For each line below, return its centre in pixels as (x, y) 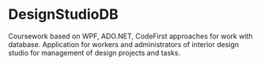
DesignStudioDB (63, 14)
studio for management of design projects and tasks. (94, 52)
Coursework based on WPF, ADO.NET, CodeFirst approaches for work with (130, 36)
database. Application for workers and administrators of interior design (124, 44)
